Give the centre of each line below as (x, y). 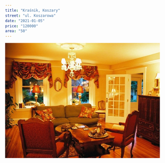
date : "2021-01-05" (25, 21)
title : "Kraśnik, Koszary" (33, 10)
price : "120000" (22, 26)
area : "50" (16, 31)
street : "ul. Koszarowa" (30, 15)
